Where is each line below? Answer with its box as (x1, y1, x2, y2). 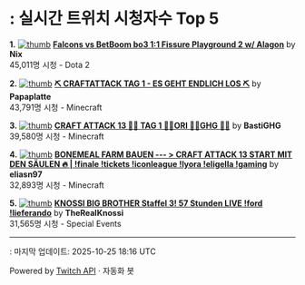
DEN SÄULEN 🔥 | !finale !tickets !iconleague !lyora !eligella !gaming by (9, 158, 280, 169)
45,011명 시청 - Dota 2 (9, 59, 91, 70)
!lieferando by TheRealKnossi (9, 207, 124, 218)
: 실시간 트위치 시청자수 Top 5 (9, 8, 220, 29)
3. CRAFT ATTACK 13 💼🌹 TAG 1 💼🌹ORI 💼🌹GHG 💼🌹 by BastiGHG (9, 120, 281, 131)
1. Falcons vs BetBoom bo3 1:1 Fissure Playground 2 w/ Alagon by (9, 38, 296, 50)
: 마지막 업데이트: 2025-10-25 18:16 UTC (9, 246, 156, 257)
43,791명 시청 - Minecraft (9, 102, 103, 113)
